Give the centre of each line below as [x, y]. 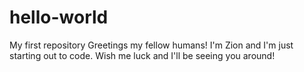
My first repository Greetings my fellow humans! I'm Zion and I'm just [151, 45]
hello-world [59, 17]
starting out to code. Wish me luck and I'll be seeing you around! [142, 55]
